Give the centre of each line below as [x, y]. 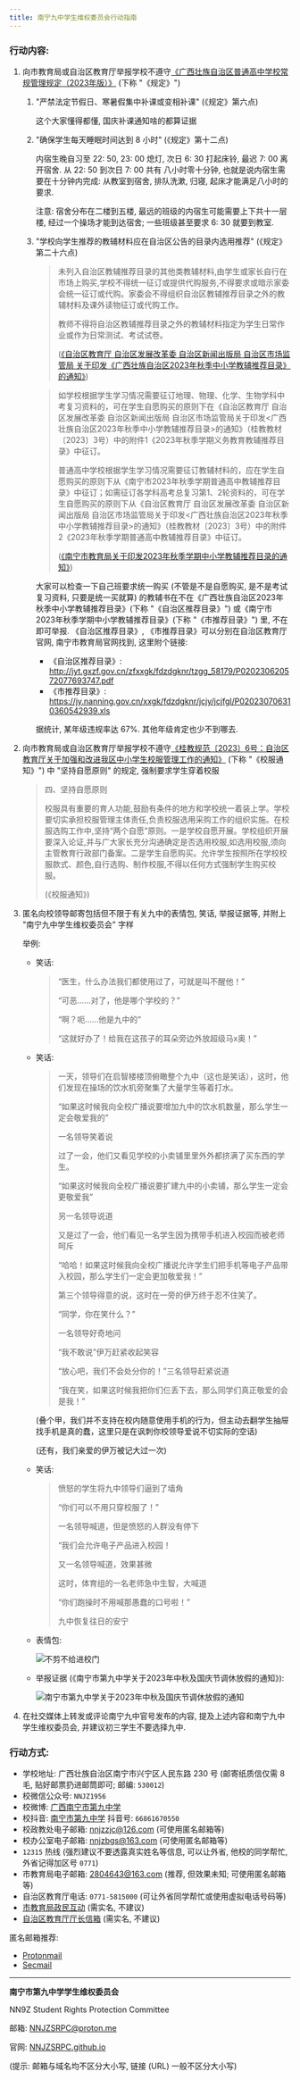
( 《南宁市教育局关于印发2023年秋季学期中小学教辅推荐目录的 [169, 556]
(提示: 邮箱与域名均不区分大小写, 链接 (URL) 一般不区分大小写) [123, 2066]
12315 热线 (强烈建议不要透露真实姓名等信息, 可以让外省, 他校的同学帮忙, [155, 1852]
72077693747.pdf [81, 681]
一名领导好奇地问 [89, 1332]
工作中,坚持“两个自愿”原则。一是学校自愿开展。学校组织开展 [178, 831]
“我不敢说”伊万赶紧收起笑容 [108, 1352]
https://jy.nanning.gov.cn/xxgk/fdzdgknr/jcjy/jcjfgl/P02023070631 [170, 701]
